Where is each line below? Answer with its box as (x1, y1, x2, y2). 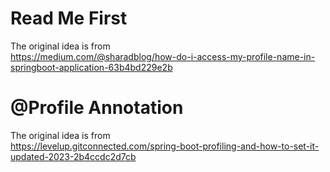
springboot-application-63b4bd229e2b (10, 61, 173, 73)
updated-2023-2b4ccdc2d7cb (10, 150, 137, 162)
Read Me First (10, 7, 128, 30)
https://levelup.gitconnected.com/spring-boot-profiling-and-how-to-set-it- (10, 140, 320, 152)
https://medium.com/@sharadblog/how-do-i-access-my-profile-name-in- (10, 50, 316, 62)
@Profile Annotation (10, 97, 184, 119)
